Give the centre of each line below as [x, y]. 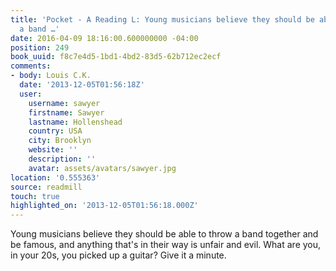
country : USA [55, 131]
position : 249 [40, 47]
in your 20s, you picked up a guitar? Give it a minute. [118, 255]
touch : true [35, 196]
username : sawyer [64, 103]
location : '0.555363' [55, 177]
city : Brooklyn [60, 141]
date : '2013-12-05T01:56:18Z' [82, 85]
